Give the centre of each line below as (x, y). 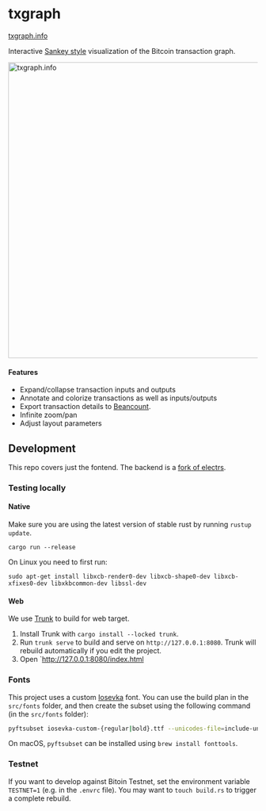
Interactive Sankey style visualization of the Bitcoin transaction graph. (122, 51)
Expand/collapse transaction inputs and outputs (98, 390)
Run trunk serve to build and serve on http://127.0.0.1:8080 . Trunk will (138, 642)
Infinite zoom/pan (48, 415)
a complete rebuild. (40, 798)
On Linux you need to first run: (58, 562)
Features (23, 372)
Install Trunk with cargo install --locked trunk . (99, 634)
